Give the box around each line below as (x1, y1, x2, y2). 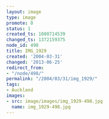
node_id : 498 (6, 43, 39, 49)
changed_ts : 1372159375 (6, 37, 66, 43)
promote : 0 (6, 20, 34, 26)
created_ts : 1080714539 (6, 31, 66, 37)
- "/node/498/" (6, 70, 44, 76)
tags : (6, 82, 20, 88)
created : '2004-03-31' (6, 53, 63, 59)
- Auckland (6, 87, 34, 93)
